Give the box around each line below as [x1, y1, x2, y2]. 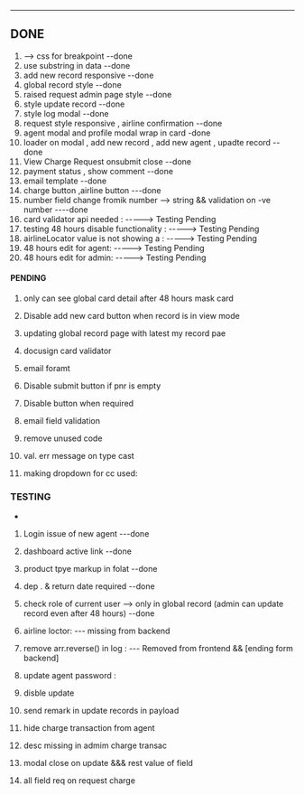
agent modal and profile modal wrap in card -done [23, 127, 211, 138]
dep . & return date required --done [23, 581, 156, 592]
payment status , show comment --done [23, 165, 174, 176]
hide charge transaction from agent [23, 723, 156, 734]
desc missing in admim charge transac [23, 740, 168, 751]
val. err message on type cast [23, 451, 134, 462]
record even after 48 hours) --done [23, 608, 155, 619]
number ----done [23, 204, 88, 215]
